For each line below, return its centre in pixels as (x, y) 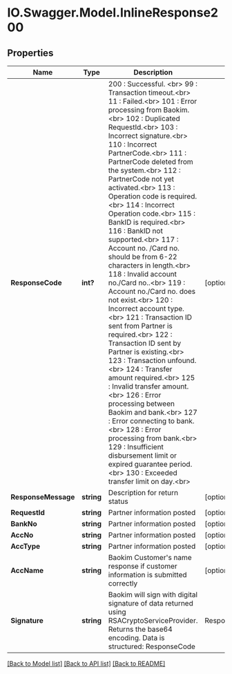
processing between (141, 404)
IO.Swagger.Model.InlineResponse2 (113, 13)
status (118, 501)
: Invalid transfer (134, 386)
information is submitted (148, 575)
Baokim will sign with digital (153, 595)
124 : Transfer (149, 369)
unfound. (182, 361)
